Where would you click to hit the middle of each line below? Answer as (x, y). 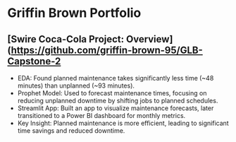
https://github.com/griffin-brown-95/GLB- (107, 50)
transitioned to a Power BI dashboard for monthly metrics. (101, 116)
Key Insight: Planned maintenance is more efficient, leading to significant (123, 123)
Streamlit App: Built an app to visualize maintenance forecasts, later (116, 108)
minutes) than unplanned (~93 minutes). (76, 85)
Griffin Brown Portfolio (74, 13)
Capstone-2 (34, 61)
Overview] (149, 39)
